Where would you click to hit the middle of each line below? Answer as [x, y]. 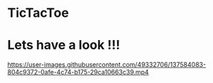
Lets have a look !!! [64, 45]
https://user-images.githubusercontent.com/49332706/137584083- [107, 65]
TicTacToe [38, 13]
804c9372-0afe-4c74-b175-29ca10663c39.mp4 [78, 72]
